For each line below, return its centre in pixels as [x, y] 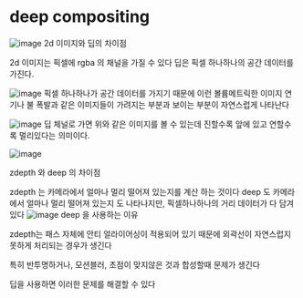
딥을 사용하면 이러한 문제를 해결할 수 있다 [83, 283]
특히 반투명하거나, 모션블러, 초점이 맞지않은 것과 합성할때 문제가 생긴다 [135, 264]
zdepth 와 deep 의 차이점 [55, 172]
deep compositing [80, 17]
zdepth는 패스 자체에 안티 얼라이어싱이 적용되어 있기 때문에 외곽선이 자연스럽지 [151, 233]
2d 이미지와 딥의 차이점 [86, 43]
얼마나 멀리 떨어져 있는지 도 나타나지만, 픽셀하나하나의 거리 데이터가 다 [151, 203]
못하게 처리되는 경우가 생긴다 [61, 245]
